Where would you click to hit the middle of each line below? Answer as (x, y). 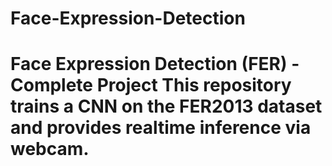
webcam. (50, 149)
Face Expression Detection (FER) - (155, 64)
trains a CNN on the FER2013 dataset (166, 106)
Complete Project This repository (151, 85)
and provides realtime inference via (161, 128)
